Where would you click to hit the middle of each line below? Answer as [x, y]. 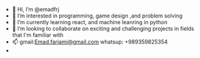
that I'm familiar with [38, 35]
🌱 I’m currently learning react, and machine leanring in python [90, 22]
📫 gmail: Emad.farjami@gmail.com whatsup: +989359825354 [90, 42]
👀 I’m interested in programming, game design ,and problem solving [97, 16]
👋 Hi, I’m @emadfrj [36, 9]
